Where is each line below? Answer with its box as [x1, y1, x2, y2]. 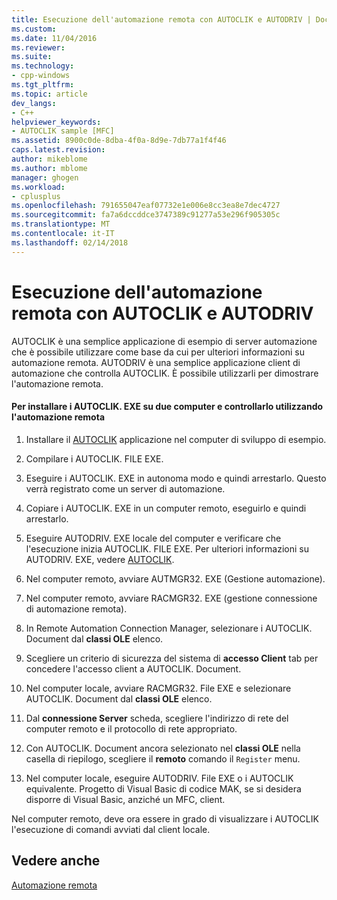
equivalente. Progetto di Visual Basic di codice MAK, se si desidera [25, 782, 302, 795]
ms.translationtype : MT [11, 219, 111, 230]
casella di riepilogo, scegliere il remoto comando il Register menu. [25, 752, 301, 765]
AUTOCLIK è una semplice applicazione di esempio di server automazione [11, 335, 318, 347]
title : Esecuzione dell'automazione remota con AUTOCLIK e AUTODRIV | [11, 14, 312, 25]
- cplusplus [11, 191, 61, 201]
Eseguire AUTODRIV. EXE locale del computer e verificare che [25, 532, 282, 544]
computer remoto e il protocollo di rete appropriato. [25, 722, 238, 735]
